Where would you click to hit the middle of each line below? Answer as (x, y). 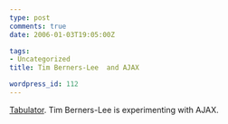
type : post (30, 18)
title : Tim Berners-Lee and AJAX (75, 68)
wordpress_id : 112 (44, 84)
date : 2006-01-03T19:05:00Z (62, 34)
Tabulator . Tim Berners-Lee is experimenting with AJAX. (114, 110)
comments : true (38, 26)
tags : (19, 51)
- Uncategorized (40, 60)
